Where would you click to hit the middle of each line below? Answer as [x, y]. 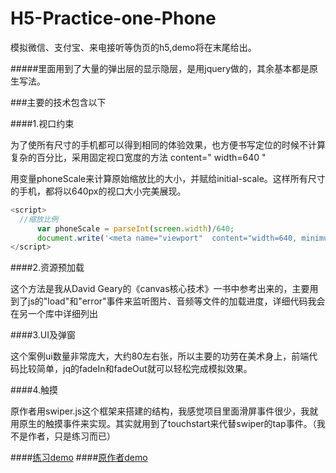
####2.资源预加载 [47, 268]
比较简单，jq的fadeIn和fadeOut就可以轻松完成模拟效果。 [135, 369]
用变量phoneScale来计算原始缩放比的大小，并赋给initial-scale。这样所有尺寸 [168, 178]
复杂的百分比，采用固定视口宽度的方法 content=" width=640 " [138, 157]
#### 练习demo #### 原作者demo [79, 458]
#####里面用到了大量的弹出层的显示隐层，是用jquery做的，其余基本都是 [160, 68]
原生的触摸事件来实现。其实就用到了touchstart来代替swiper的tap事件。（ [167, 424]
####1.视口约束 [42, 123]
